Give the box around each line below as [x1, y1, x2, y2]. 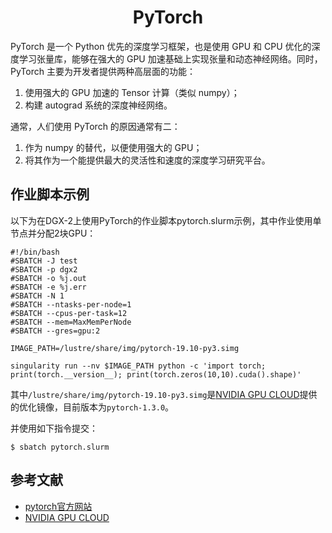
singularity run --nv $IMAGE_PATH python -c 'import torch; [10, 361, 267, 371]
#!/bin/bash [10, 247, 60, 257]
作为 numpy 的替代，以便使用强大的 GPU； [24, 141, 203, 153]
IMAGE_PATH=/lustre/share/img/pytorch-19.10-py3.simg [10, 343, 240, 353]
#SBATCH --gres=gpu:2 [10, 326, 101, 336]
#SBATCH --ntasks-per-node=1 [10, 299, 132, 310]
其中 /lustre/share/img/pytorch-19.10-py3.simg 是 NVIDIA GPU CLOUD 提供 [10, 388, 318, 400]
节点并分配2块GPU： [10, 227, 97, 239]
